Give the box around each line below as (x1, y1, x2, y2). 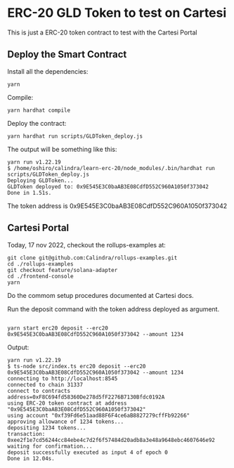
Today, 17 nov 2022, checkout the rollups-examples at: (7, 240, 167, 249)
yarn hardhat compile (7, 107, 71, 114)
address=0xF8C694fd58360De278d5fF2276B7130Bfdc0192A (7, 394, 165, 401)
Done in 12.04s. (7, 455, 55, 462)
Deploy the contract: (7, 119, 67, 127)
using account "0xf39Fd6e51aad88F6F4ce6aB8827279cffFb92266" (7, 412, 190, 419)
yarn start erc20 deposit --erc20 (7, 325, 109, 332)
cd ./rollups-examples (7, 260, 74, 268)
